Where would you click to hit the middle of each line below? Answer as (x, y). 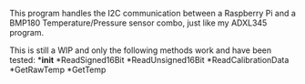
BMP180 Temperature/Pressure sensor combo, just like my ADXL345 (138, 23)
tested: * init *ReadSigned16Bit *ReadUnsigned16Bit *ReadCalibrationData (149, 60)
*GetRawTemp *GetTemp (58, 69)
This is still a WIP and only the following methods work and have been (141, 50)
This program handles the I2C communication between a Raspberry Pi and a (152, 13)
